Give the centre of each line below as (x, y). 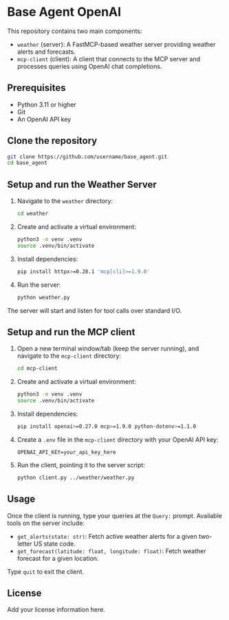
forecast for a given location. (58, 558)
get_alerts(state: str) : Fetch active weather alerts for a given (107, 536)
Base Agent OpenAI (64, 12)
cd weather (33, 214)
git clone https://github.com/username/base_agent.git (87, 157)
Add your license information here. (56, 610)
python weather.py (43, 297)
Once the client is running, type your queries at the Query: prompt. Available (115, 515)
